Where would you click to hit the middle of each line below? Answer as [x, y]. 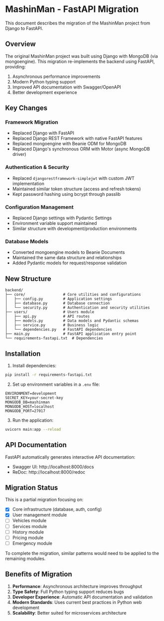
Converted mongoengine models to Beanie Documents [69, 252]
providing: [15, 66]
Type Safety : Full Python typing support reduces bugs [68, 592]
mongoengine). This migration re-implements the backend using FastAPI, [80, 61]
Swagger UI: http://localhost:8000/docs [53, 467]
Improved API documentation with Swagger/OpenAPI [67, 87]
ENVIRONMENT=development [31, 393]
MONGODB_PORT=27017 [25, 411]
